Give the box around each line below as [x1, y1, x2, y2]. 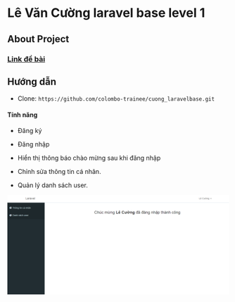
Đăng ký [17, 126, 42, 134]
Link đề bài [7, 54, 46, 64]
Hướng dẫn [7, 75, 57, 87]
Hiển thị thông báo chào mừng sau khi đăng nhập [17, 153, 161, 162]
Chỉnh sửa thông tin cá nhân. [17, 167, 101, 175]
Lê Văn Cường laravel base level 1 [7, 5, 205, 21]
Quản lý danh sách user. [17, 181, 88, 189]
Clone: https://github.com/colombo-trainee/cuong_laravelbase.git [17, 94, 215, 103]
